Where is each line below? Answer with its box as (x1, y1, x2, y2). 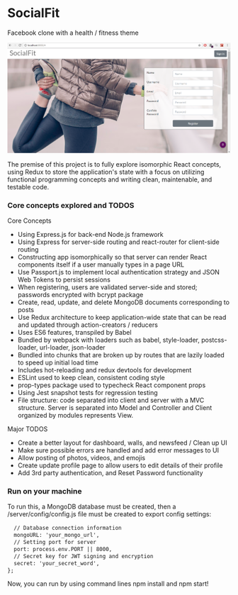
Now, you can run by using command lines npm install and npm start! (7, 579, 209, 588)
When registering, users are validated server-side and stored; (17, 283, 198, 291)
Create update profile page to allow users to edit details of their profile (17, 461, 223, 469)
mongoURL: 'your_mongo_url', (13, 532, 100, 539)
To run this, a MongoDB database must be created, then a (7, 502, 176, 511)
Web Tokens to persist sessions (17, 275, 111, 284)
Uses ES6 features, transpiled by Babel (17, 328, 132, 337)
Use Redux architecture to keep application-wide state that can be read (17, 313, 227, 322)
